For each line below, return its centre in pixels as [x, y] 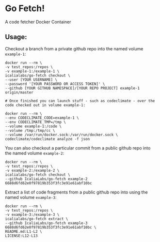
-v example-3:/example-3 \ [32, 214]
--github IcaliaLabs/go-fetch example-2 [47, 179]
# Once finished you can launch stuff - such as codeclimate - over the [80, 101]
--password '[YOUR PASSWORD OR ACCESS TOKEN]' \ [55, 84]
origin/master [19, 92]
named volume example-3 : [31, 197]
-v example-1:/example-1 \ [32, 71]
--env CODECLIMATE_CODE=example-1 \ [42, 118]
